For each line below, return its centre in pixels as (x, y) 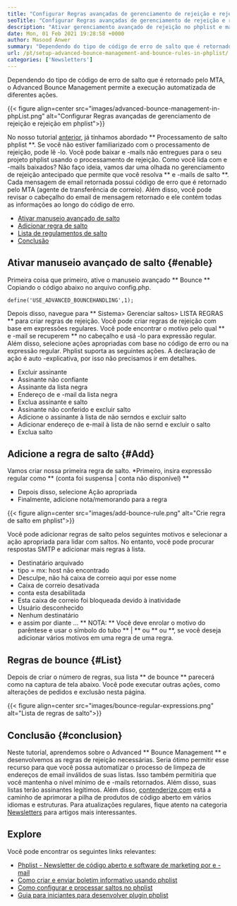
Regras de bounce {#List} (65, 660)
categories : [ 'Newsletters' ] (50, 60)
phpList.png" (26, 116)
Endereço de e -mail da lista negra (67, 394)
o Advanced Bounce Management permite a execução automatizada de (111, 87)
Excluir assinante (42, 372)
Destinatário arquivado (50, 563)
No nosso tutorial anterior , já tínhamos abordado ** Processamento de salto (117, 137)
